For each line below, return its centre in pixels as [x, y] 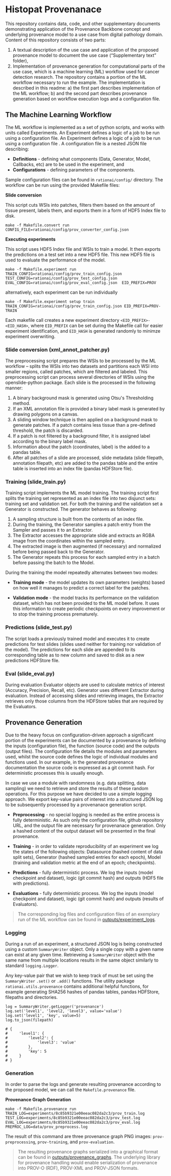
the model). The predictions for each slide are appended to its [70, 649]
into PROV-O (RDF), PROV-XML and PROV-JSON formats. [78, 1168]
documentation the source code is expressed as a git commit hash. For [80, 767]
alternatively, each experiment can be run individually [62, 292]
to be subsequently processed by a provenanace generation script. [76, 804]
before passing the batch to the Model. [54, 563]
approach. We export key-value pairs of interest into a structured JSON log [84, 799]
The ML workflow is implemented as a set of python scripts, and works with [85, 127]
